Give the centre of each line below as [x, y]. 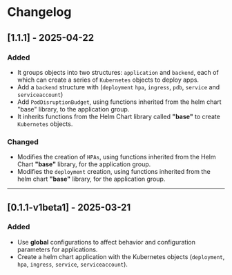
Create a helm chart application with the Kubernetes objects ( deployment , [121, 256]
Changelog [39, 12]
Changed [23, 141]
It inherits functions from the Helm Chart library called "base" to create [119, 116]
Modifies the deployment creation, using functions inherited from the [114, 172]
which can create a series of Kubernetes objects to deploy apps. [108, 80]
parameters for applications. [57, 249]
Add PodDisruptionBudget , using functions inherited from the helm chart [119, 102]
